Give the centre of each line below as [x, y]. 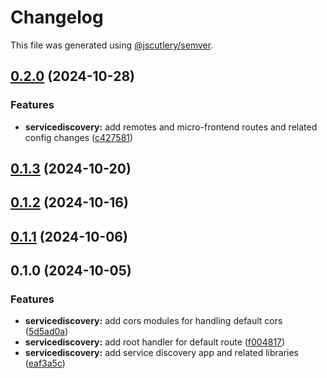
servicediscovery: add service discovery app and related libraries [161, 353]
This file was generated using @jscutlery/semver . [112, 45]
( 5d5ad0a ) [46, 332]
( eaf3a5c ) [45, 363]
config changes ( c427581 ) [79, 137]
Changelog [57, 17]
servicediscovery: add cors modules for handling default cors [153, 321]
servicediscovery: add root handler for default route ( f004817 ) [155, 342]
